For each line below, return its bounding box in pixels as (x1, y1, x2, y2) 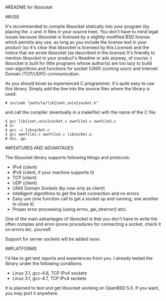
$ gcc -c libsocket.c (5, 127, 50, 132)
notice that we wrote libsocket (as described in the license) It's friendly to (5, 50, 155, 56)
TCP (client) (12, 175, 37, 181)
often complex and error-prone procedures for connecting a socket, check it (5, 221, 161, 227)
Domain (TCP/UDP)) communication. (5, 71, 80, 76)
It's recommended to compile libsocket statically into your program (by (5, 23, 150, 29)
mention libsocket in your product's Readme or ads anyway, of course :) (5, 55, 152, 61)
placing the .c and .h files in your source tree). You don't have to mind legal (5, 29, 159, 34)
